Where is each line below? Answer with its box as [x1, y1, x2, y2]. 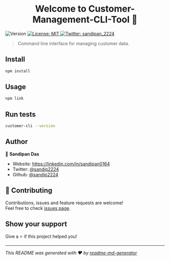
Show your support [5, 220, 67, 229]
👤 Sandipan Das [5, 151, 39, 157]
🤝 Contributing [5, 186, 53, 195]
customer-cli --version [5, 124, 56, 129]
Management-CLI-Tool [32, 14, 130, 25]
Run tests [5, 110, 36, 119]
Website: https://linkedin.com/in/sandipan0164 [12, 161, 110, 167]
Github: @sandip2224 [12, 171, 59, 177]
